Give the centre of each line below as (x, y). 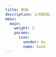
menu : (11, 19)
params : (22, 33)
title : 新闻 (17, 10)
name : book (34, 47)
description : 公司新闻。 (29, 14)
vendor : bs (34, 42)
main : (15, 24)
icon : (24, 38)
